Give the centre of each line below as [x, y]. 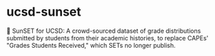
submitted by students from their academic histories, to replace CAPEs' [107, 38]
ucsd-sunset [44, 12]
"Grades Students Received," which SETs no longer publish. [91, 45]
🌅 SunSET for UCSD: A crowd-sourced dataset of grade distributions [104, 31]
